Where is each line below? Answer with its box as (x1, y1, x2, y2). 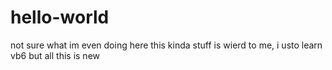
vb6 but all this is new (10, 49, 101, 61)
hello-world (10, 6, 110, 29)
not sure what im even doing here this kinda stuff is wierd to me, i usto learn (10, 39, 323, 51)
